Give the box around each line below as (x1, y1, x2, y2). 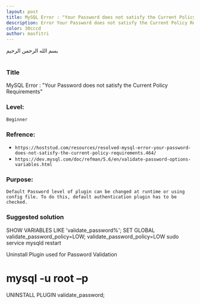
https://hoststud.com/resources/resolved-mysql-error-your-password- (14, 145, 192, 151)
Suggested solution (6, 213, 64, 221)
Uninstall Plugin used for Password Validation (6, 250, 117, 258)
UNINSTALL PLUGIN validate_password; (6, 291, 105, 298)
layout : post (6, 8, 39, 15)
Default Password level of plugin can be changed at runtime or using (6, 189, 185, 195)
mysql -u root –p (6, 271, 89, 285)
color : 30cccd (6, 25, 42, 32)
